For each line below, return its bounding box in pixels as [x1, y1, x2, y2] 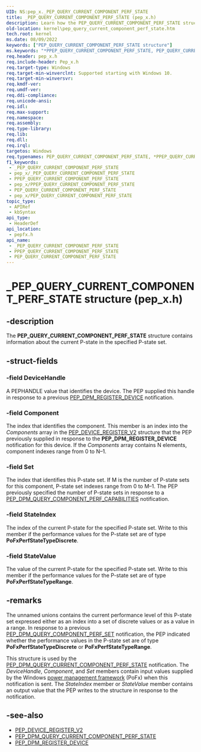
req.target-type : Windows [6, 64, 71, 71]
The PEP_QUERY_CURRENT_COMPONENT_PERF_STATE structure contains [6, 332, 193, 339]
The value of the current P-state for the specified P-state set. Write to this [6, 566, 188, 572]
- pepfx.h [8, 231, 33, 237]
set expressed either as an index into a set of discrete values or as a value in [6, 618, 194, 625]
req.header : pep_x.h [6, 53, 58, 59]
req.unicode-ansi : [6, 98, 52, 104]
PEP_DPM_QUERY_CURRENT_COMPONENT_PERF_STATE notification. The [6, 661, 190, 668]
